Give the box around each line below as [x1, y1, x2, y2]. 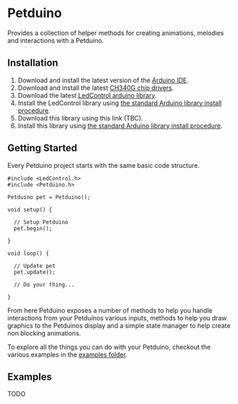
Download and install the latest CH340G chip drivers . [17, 84, 175, 92]
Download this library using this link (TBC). [17, 113, 144, 122]
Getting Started [7, 142, 78, 154]
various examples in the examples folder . [7, 350, 128, 358]
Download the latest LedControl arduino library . [17, 91, 157, 99]
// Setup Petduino [14, 218, 69, 226]
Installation [7, 57, 58, 69]
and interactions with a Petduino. [7, 36, 104, 44]
